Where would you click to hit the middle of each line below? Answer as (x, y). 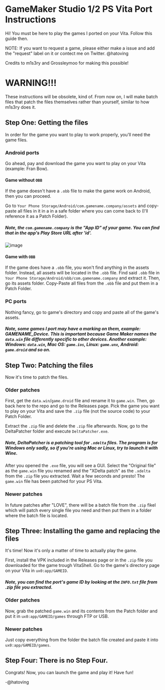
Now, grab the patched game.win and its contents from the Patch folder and (82, 611)
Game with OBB (20, 257)
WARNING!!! (31, 83)
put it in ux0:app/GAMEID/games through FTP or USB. (57, 616)
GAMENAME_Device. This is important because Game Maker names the (81, 334)
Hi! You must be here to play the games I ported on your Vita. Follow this (79, 33)
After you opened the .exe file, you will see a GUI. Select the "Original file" (81, 466)
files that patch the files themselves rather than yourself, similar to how (77, 102)
